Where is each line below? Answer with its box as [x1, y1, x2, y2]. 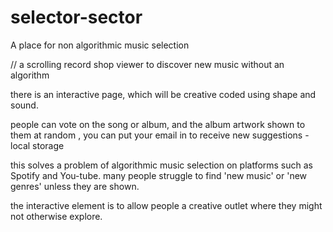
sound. [10, 99, 39, 111]
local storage [10, 139, 65, 151]
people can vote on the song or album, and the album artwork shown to [10, 118, 306, 130]
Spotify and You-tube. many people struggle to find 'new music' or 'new [10, 169, 308, 181]
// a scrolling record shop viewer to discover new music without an [10, 58, 285, 70]
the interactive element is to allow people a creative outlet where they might [10, 199, 323, 211]
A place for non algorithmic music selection [10, 39, 190, 51]
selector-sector [10, 6, 143, 29]
